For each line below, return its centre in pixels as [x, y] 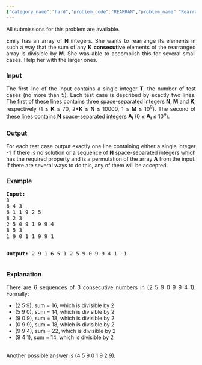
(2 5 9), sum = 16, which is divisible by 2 [65, 305]
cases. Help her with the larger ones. [52, 60]
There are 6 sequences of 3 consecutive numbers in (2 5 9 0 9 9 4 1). [101, 287]
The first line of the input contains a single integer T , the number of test [101, 89]
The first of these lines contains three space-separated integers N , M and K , [101, 101]
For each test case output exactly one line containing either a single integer [101, 146]
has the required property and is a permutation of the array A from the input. [101, 159]
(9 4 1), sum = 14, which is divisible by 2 [64, 337]
